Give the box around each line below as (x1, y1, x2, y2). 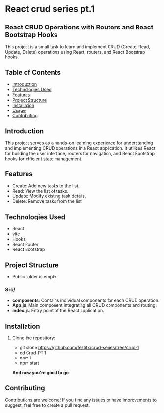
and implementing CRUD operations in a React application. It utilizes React (5, 145, 156, 151)
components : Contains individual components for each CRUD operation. (12, 297, 160, 303)
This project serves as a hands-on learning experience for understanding (5, 140, 153, 146)
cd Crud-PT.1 (19, 350, 46, 356)
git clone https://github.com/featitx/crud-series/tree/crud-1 (19, 345, 139, 351)
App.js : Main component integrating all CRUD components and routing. (12, 303, 157, 308)
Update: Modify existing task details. (12, 193, 86, 199)
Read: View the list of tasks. (12, 188, 69, 194)
